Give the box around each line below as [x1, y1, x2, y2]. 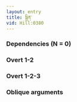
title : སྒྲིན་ [6, 14, 32, 20]
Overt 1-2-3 [6, 72, 41, 80]
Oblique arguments [6, 88, 64, 97]
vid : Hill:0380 [6, 20, 44, 26]
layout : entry [6, 8, 42, 15]
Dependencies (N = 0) [6, 40, 72, 48]
